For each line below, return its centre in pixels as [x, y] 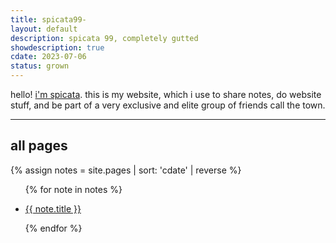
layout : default [44, 29]
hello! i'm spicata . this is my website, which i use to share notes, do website [166, 94]
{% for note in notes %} [73, 189]
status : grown [40, 66]
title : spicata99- [48, 19]
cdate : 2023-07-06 [48, 57]
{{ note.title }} [53, 208]
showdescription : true [57, 47]
